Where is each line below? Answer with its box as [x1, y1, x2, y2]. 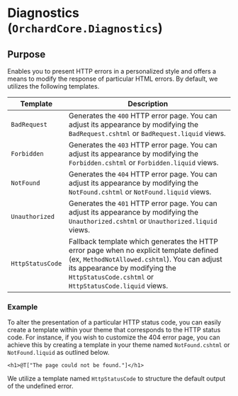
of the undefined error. [7, 382, 74, 390]
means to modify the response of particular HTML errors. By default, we [7, 74, 218, 83]
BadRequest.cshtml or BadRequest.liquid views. [68, 129, 227, 138]
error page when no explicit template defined [68, 246, 219, 255]
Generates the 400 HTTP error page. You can [68, 111, 217, 120]
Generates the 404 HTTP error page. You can [68, 169, 217, 179]
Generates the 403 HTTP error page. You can [68, 140, 217, 149]
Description [127, 99, 169, 108]
